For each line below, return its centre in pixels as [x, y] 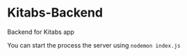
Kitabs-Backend [55, 13]
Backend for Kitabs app [41, 32]
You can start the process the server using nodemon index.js [94, 45]
